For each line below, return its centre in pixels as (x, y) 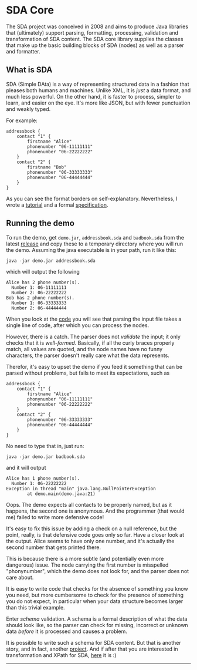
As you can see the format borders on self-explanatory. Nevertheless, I (92, 198)
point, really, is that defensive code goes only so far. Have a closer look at (95, 534)
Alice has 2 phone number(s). (43, 282)
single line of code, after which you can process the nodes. (78, 325)
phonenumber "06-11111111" (60, 147)
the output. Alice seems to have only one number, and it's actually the (90, 541)
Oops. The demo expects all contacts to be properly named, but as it (89, 504)
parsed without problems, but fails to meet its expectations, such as (88, 373)
